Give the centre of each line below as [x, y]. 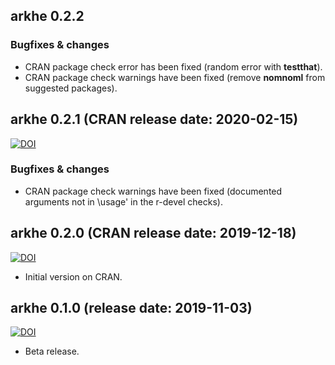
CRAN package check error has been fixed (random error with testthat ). [173, 66]
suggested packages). [71, 88]
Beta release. [52, 351]
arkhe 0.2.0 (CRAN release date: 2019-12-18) [153, 233]
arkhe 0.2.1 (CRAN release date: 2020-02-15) [154, 119]
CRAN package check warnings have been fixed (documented [153, 191]
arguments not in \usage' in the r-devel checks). [123, 201]
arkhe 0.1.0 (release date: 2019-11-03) [131, 308]
